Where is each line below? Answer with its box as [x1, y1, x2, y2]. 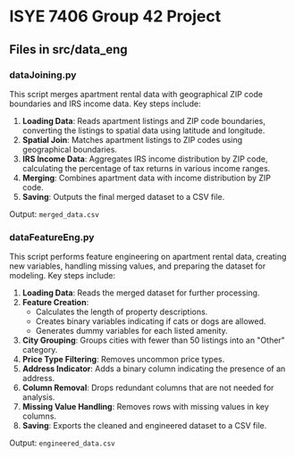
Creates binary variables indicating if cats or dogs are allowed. [35, 316, 266, 327]
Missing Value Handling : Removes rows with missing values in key [21, 402, 270, 412]
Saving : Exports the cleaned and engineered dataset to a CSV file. [21, 420, 267, 431]
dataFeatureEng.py [9, 230, 95, 243]
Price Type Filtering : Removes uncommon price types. [21, 354, 225, 365]
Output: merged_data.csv [9, 208, 100, 220]
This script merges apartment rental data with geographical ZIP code [9, 88, 264, 99]
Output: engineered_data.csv [9, 437, 115, 448]
